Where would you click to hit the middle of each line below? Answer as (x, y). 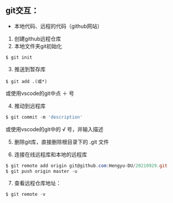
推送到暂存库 (30, 69)
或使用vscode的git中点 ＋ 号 (40, 93)
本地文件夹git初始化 (38, 46)
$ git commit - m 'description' (44, 117)
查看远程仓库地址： (38, 183)
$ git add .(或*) (27, 81)
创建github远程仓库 (38, 39)
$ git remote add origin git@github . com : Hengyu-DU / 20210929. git (86, 166)
